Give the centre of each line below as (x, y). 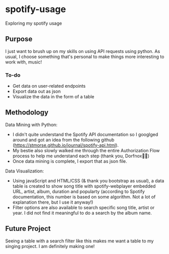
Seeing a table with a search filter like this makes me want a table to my (79, 241)
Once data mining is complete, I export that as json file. (70, 161)
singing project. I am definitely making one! (50, 246)
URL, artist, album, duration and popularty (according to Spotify (79, 191)
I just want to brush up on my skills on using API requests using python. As (83, 51)
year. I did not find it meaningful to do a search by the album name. (82, 213)
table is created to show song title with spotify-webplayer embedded (84, 186)
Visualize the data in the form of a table (53, 97)
